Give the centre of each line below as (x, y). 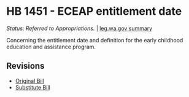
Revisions (25, 66)
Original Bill (30, 80)
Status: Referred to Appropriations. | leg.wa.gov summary (79, 28)
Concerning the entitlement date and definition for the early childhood (95, 40)
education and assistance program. (51, 47)
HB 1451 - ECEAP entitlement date (94, 11)
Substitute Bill (33, 87)
